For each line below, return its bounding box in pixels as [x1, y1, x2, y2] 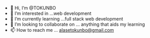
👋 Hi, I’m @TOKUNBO [10, 5, 57, 11]
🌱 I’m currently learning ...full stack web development [10, 16, 123, 22]
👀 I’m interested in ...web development [10, 10, 91, 16]
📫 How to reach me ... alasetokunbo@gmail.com [10, 27, 114, 33]
